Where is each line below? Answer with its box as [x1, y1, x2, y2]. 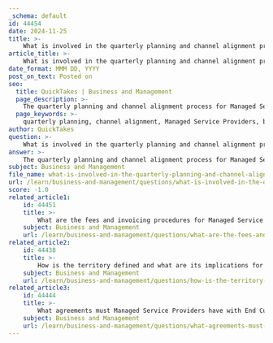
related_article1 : [8, 193, 71, 202]
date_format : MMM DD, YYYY [8, 65, 100, 73]
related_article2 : [8, 239, 71, 247]
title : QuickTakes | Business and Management [15, 87, 173, 96]
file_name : [8, 171, 45, 179]
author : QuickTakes [8, 125, 75, 133]
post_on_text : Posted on [8, 72, 93, 80]
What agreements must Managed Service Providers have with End [37, 306, 256, 315]
